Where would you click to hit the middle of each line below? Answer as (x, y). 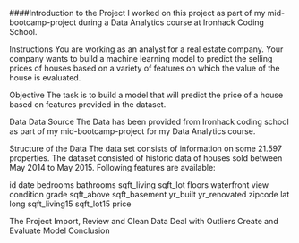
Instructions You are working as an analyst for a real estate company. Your (146, 49)
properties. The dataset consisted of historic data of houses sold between (146, 158)
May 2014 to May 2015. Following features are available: (113, 168)
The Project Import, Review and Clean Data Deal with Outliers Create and (144, 221)
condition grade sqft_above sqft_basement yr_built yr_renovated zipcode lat (149, 194)
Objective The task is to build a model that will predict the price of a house (146, 95)
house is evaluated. (45, 78)
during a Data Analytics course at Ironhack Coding (171, 22)
